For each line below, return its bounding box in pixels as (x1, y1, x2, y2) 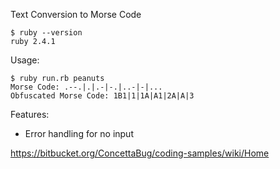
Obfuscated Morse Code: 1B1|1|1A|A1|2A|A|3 (10, 91, 195, 101)
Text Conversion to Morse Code (10, 9, 142, 20)
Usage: (10, 54, 40, 66)
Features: (10, 109, 50, 120)
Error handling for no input (24, 128, 134, 139)
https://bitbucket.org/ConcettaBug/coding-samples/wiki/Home (10, 147, 270, 159)
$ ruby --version (10, 28, 83, 38)
